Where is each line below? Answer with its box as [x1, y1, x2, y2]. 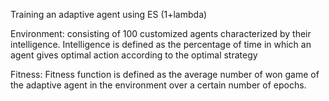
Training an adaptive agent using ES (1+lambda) [10, 9, 208, 20]
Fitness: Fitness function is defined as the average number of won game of [10, 69, 320, 80]
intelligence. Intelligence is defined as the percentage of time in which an [10, 39, 312, 50]
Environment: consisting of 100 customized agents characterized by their [10, 28, 312, 39]
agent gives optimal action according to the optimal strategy [10, 49, 258, 61]
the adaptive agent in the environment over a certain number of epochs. [10, 79, 307, 91]
